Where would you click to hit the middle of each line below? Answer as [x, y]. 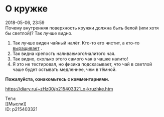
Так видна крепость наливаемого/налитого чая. [64, 53]
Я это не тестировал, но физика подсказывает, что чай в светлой [82, 64]
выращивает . [27, 48]
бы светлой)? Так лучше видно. [39, 33]
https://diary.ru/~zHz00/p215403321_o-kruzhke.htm [59, 88]
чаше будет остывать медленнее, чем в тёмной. [64, 69]
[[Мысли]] [16, 103]
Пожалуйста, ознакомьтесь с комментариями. [57, 79]
